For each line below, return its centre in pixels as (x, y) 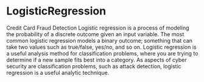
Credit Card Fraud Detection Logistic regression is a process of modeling (98, 28)
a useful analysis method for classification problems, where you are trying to (102, 53)
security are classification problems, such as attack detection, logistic (94, 66)
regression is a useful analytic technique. (58, 72)
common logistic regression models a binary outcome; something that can (100, 40)
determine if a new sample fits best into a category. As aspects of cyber (97, 60)
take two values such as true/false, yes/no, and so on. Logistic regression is (101, 47)
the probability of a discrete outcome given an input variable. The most (95, 34)
